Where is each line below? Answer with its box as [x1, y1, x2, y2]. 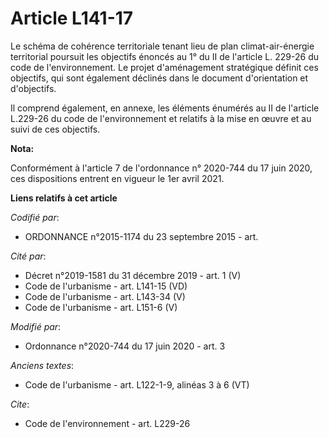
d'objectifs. [10, 82, 57, 94]
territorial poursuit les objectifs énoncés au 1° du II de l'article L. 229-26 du [10, 50, 319, 62]
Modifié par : [10, 320, 62, 332]
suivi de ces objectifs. [10, 123, 101, 135]
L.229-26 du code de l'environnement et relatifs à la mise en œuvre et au [10, 112, 312, 124]
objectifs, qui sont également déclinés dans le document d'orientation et [10, 72, 309, 84]
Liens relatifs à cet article [10, 192, 118, 204]
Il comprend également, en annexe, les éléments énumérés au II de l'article [10, 102, 320, 114]
